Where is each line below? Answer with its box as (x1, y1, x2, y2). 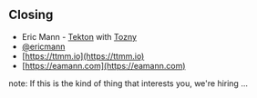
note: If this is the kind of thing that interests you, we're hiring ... (8, 77, 248, 89)
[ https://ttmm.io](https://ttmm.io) (21, 50, 145, 62)
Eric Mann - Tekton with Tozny (21, 31, 138, 42)
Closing (8, 7, 54, 23)
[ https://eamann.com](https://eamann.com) (21, 60, 186, 71)
